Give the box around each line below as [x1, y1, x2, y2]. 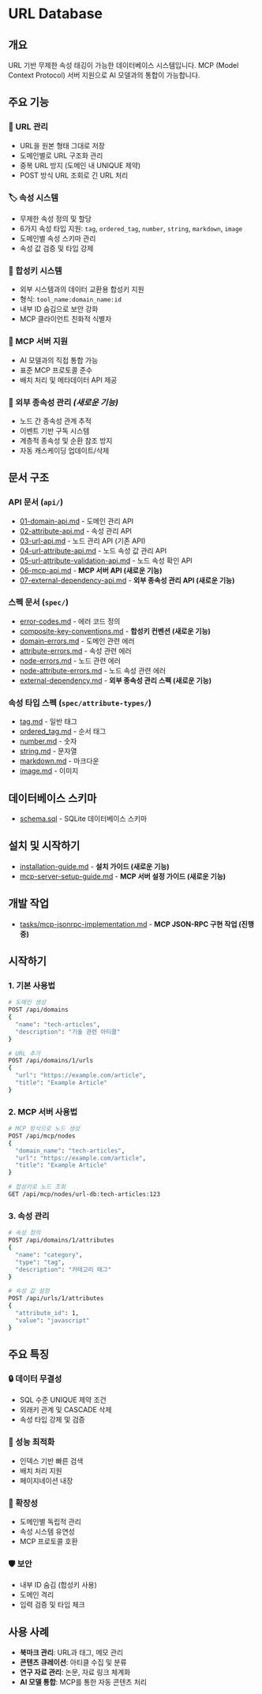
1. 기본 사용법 [8, 980, 56, 991]
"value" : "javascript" [15, 1316, 90, 1325]
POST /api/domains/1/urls [8, 1057, 93, 1065]
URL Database [8, 5, 103, 23]
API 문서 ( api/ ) [8, 497, 64, 508]
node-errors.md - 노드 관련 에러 [19, 656, 121, 665]
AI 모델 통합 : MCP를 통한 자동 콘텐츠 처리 [19, 1677, 148, 1687]
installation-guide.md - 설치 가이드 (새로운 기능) [19, 861, 170, 871]
